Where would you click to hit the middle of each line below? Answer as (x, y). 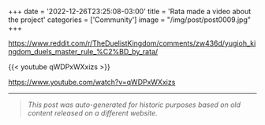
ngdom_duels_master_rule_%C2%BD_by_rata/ (83, 51)
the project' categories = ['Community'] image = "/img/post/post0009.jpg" (129, 20)
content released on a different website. (92, 113)
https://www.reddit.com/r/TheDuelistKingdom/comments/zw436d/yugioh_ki (132, 43)
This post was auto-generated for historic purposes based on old (134, 105)
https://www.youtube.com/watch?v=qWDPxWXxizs (92, 82)
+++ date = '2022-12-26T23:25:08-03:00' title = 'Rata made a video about (130, 11)
